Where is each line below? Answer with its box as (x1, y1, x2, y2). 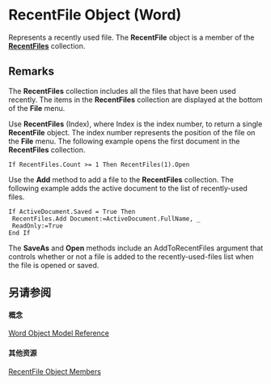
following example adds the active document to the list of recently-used (8, 183, 248, 193)
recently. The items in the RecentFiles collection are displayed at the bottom (8, 95, 263, 105)
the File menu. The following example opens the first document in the (8, 136, 240, 146)
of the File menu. (8, 103, 66, 113)
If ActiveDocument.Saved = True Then (8, 207, 136, 215)
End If (8, 228, 31, 237)
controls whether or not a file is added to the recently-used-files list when (8, 251, 254, 261)
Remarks (8, 65, 55, 79)
